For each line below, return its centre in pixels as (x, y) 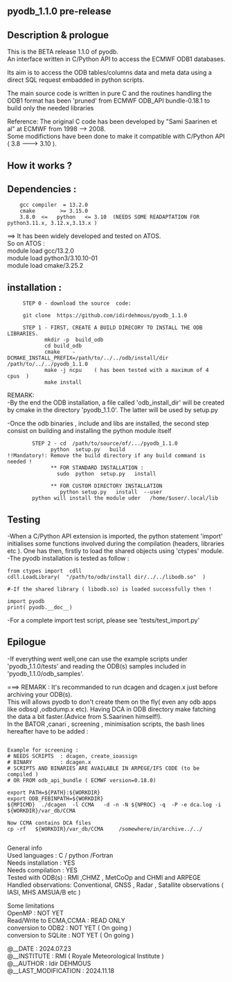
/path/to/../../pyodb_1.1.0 (48, 364)
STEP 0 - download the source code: (77, 304)
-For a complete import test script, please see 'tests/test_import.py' (104, 620)
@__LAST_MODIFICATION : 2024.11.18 (61, 970)
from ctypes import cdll (44, 571)
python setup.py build (88, 450)
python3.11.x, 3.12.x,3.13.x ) (52, 223)
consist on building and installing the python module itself (89, 431)
